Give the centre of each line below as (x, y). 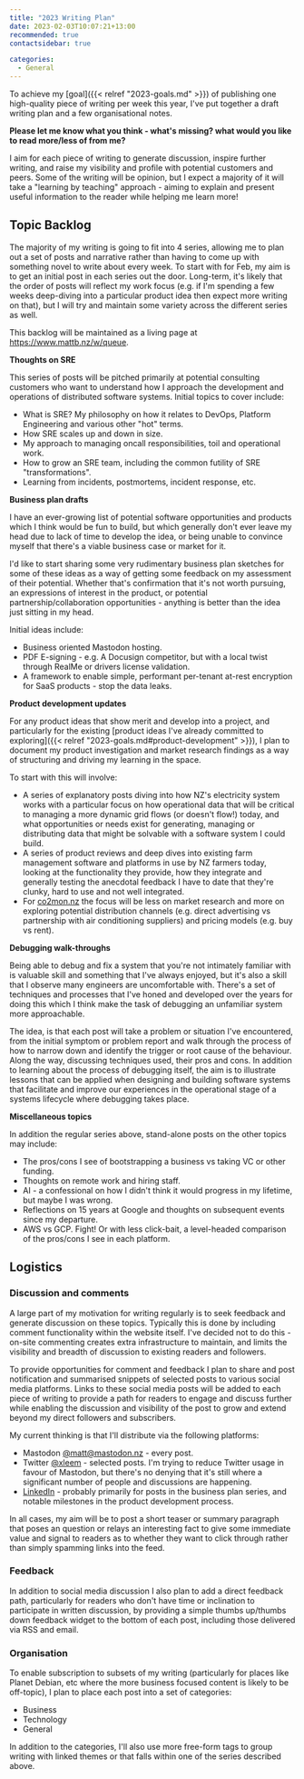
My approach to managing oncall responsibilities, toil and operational (152, 443)
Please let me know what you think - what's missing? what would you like (151, 131)
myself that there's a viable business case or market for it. (118, 545)
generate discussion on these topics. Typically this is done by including (143, 1323)
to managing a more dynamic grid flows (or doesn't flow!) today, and (151, 814)
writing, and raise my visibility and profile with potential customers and (142, 168)
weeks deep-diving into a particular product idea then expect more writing (148, 295)
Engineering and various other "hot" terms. (103, 424)
